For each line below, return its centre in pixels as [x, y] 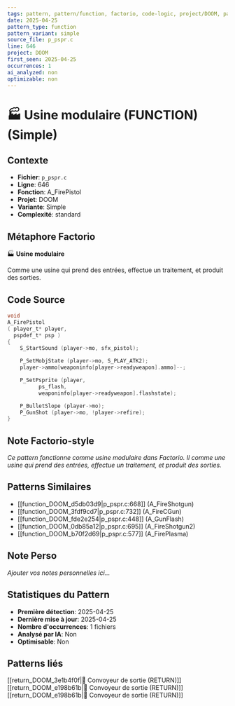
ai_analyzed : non [33, 72]
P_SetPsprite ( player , [53, 380]
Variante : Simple [42, 207]
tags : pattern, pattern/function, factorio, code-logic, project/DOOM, [114, 14]
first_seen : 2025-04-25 [42, 60]
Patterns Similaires [49, 487]
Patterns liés [35, 663]
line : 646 [22, 46]
